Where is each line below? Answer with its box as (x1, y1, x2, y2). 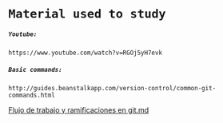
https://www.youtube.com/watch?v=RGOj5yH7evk (8, 49, 162, 58)
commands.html (8, 91, 56, 100)
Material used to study (8, 6, 166, 22)
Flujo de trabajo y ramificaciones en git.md (8, 105, 149, 115)
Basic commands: (8, 65, 62, 73)
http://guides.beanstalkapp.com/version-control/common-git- (8, 85, 217, 93)
